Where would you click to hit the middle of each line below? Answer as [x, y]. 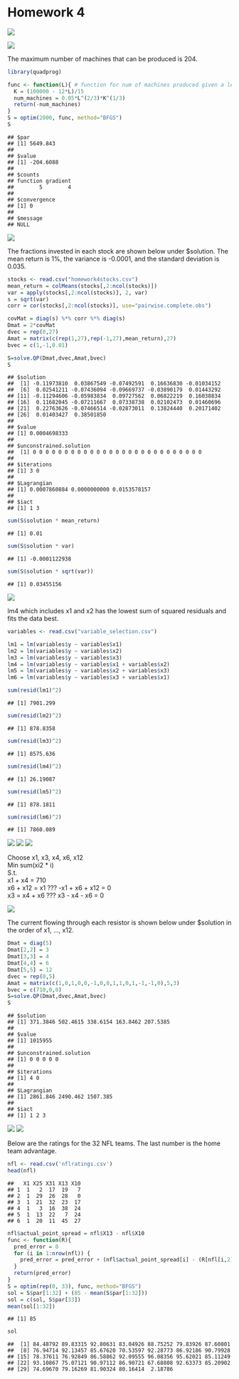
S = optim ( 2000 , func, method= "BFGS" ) [65, 118]
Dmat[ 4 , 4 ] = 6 [28, 963]
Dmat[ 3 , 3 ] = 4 [28, 957]
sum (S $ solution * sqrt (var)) [51, 572]
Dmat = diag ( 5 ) [30, 943]
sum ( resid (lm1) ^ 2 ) [34, 691]
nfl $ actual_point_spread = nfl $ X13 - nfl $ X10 [76, 1233]
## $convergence [31, 199]
